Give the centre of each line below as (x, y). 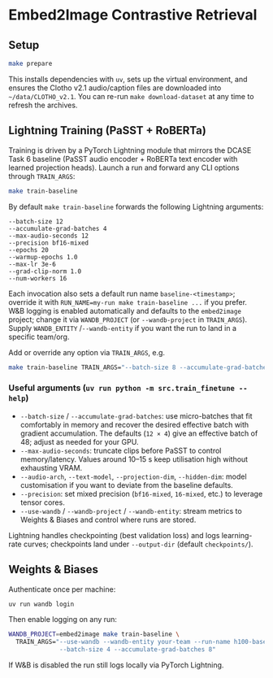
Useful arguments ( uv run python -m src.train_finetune (122, 388)
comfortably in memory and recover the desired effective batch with (134, 424)
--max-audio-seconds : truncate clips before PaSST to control (121, 450)
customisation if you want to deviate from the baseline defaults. (126, 485)
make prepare (30, 63)
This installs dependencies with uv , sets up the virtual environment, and (128, 79)
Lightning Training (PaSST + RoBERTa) (108, 130)
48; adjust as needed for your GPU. (79, 441)
